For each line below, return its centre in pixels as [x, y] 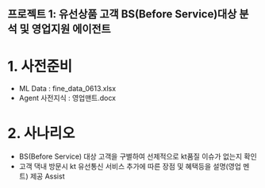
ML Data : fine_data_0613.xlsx [67, 89]
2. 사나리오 [41, 133]
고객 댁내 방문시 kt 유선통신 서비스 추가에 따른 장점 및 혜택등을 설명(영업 [130, 167]
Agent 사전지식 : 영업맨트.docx [67, 98]
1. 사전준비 [40, 66]
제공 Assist [47, 176]
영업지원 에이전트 [71, 29]
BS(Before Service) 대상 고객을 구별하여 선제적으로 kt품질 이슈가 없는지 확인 [138, 156]
